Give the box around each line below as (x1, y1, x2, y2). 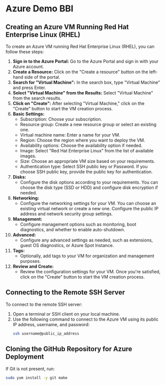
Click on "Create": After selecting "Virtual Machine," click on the (12, 100, 145, 106)
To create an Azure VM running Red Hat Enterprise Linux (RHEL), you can (5, 44, 155, 49)
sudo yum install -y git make (5, 375, 68, 380)
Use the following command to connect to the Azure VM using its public (12, 316, 159, 322)
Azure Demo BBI (5, 3, 73, 14)
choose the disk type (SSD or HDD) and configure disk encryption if (20, 185, 158, 191)
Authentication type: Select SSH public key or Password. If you (20, 164, 148, 169)
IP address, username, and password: (12, 321, 90, 327)
